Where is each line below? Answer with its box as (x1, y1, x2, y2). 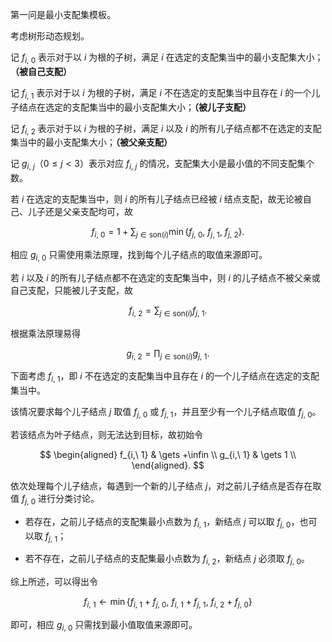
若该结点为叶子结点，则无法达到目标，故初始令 (10, 428, 203, 440)
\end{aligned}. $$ (131, 459, 205, 471)
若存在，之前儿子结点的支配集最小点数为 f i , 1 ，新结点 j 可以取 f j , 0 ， (24, 515, 300, 530)
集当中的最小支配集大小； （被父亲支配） (10, 136, 173, 148)
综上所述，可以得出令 (10, 576, 98, 588)
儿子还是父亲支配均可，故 (27, 206, 133, 218)
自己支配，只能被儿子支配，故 (10, 284, 133, 296)
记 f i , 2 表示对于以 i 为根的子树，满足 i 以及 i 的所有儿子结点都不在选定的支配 (10, 122, 322, 137)
